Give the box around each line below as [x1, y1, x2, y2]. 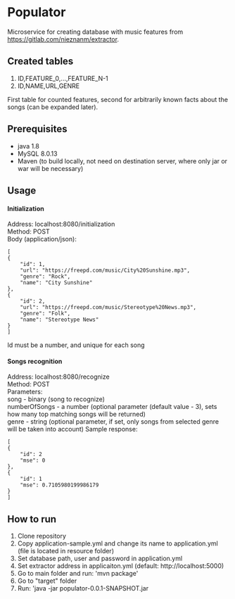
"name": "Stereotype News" [20, 316, 99, 324]
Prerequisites [7, 123, 68, 135]
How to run [7, 513, 57, 525]
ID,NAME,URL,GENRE [17, 82, 80, 90]
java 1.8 [17, 141, 40, 150]
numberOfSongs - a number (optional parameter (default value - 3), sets [7, 403, 217, 411]
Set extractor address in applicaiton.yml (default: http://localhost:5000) [17, 562, 224, 570]
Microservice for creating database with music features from [7, 27, 184, 36]
